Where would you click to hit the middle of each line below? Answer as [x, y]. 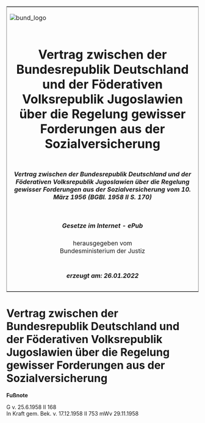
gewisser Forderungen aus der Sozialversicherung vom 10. [103, 189]
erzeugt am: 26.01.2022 [103, 275]
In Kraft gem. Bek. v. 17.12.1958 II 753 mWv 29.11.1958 [73, 413]
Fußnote [17, 395]
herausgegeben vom [103, 244]
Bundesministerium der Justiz [103, 251]
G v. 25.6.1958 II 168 [31, 407]
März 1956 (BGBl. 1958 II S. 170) [103, 197]
